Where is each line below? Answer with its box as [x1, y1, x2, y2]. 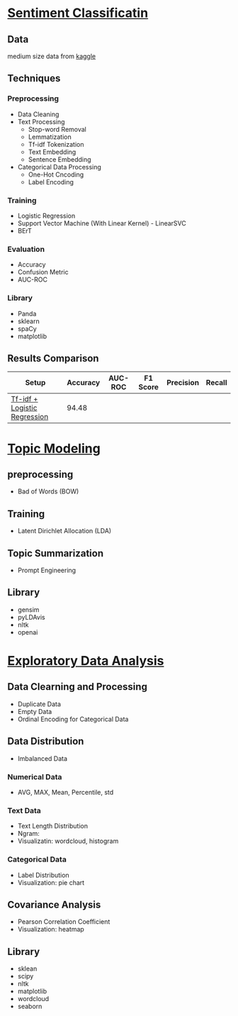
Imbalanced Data [17, 754, 68, 763]
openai [17, 627, 38, 636]
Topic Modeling [7, 440, 101, 457]
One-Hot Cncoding [28, 170, 84, 179]
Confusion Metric [17, 268, 69, 277]
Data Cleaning [17, 110, 59, 118]
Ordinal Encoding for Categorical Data [17, 715, 129, 723]
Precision [166, 378, 200, 388]
